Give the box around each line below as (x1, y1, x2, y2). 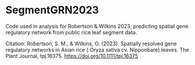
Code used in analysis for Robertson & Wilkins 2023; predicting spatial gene (5, 23, 189, 30)
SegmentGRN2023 (5, 3, 99, 17)
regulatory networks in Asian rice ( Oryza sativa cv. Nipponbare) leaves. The (5, 46, 189, 53)
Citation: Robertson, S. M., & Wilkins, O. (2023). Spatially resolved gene (5, 40, 177, 47)
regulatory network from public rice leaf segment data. (5, 28, 138, 35)
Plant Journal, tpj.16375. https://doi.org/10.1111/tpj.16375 (5, 52, 138, 59)
